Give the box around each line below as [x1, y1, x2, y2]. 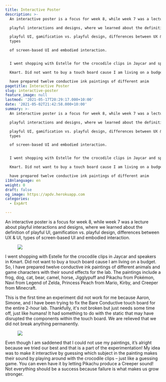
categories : [5, 196, 30, 202]
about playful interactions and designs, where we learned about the [5, 224, 143, 230]
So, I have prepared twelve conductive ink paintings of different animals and [5, 264, 160, 270]
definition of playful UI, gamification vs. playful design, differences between [5, 229, 160, 235]
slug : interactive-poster [5, 88, 58, 93]
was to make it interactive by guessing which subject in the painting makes [5, 350, 158, 356]
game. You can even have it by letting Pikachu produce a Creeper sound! [5, 361, 154, 366]
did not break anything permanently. [5, 321, 79, 327]
